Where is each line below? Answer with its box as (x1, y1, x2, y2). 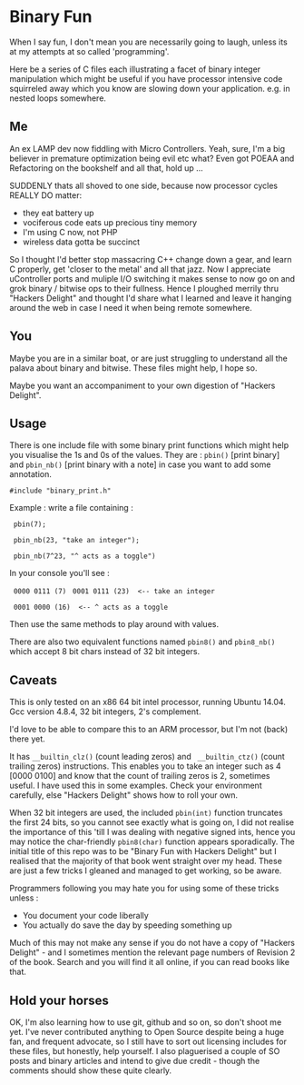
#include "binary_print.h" (9, 486, 112, 496)
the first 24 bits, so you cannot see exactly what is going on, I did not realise (9, 817, 295, 828)
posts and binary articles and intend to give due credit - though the (9, 1056, 260, 1066)
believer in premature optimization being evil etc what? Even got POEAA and (9, 153, 295, 164)
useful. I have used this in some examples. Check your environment (9, 780, 262, 791)
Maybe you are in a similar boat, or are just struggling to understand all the (9, 353, 288, 363)
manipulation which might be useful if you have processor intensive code (9, 73, 283, 84)
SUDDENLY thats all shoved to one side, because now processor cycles (9, 180, 279, 191)
